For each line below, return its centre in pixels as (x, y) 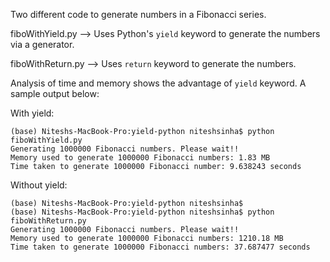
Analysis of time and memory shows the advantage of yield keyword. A (158, 83)
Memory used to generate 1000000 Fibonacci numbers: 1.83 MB (140, 158)
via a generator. (42, 44)
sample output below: (55, 93)
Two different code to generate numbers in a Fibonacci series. (138, 14)
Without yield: (39, 185)
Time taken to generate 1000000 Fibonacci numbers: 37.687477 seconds (160, 247)
